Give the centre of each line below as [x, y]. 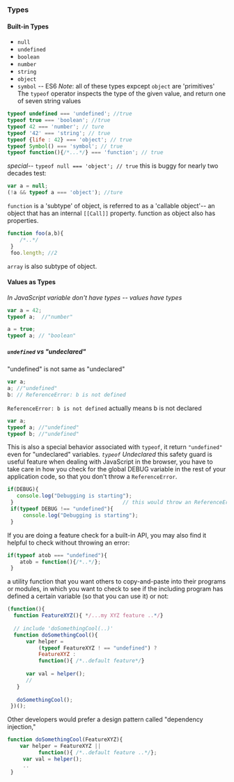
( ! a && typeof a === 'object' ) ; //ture [65, 193]
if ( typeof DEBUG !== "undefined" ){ [62, 509]
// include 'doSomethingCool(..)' [63, 628]
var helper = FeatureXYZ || [60, 746]
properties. [23, 220]
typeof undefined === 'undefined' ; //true [70, 114]
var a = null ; [28, 186]
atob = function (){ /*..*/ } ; [60, 562]
